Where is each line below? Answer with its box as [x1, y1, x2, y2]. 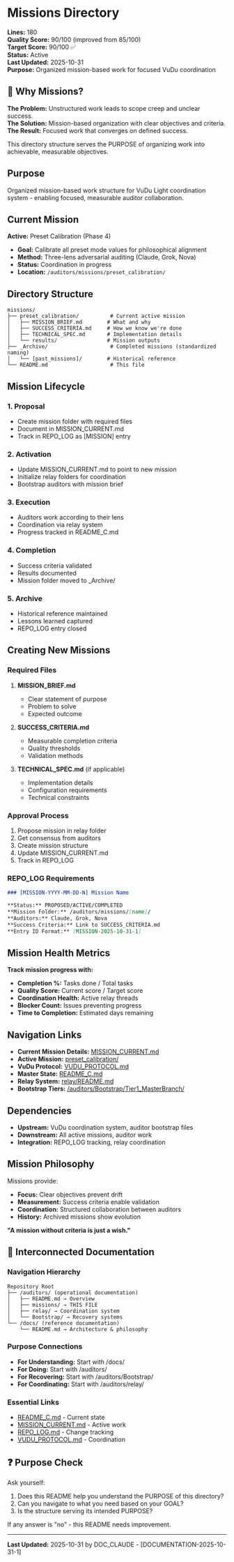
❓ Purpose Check [7, 1456, 84, 1469]
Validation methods [27, 751, 84, 759]
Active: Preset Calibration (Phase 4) [7, 232, 111, 241]
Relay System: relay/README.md [17, 1077, 114, 1086]
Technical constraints [27, 793, 90, 801]
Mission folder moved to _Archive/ [17, 576, 116, 584]
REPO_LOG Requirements [7, 873, 95, 883]
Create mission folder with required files [17, 417, 133, 425]
